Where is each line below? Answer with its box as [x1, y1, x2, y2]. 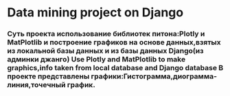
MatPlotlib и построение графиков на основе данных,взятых [7, 37, 221, 47]
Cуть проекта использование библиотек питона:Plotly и [7, 29, 205, 39]
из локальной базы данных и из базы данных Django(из [7, 46, 204, 56]
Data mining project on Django [7, 5, 184, 20]
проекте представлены [7, 71, 90, 81]
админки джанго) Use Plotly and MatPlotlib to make [7, 54, 186, 64]
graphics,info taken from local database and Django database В [7, 63, 224, 73]
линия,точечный [7, 80, 66, 90]
